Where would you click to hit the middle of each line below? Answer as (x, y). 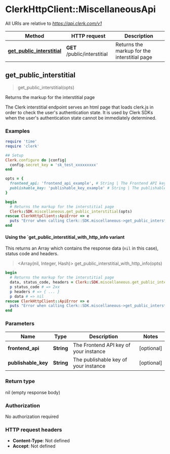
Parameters (20, 324)
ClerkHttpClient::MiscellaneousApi (80, 9)
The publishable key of (100, 360)
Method (35, 36)
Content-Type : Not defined (41, 441)
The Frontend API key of (102, 345)
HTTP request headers (34, 430)
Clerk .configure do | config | (36, 160)
